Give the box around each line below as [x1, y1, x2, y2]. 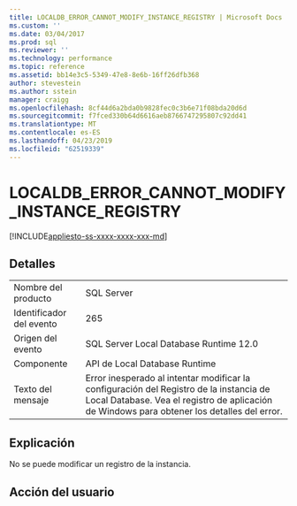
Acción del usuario [9, 484, 115, 500]
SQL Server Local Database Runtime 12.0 [85, 338, 259, 350]
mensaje [13, 395, 49, 407]
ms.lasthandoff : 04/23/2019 [9, 136, 113, 145]
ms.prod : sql [9, 37, 57, 47]
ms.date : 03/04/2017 [9, 29, 86, 38]
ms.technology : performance [9, 54, 113, 63]
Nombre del [13, 281, 63, 294]
